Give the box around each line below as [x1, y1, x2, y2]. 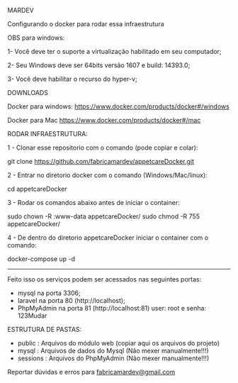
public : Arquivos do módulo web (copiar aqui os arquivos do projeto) [17, 339, 220, 347]
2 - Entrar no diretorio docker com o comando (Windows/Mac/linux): [7, 171, 208, 179]
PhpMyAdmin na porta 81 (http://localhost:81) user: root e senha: [17, 304, 207, 312]
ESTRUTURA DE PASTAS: [7, 326, 82, 333]
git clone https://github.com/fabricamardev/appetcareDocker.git [7, 157, 195, 165]
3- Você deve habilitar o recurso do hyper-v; [7, 74, 137, 83]
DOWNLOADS [7, 89, 48, 96]
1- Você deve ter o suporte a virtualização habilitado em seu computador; [7, 48, 222, 55]
